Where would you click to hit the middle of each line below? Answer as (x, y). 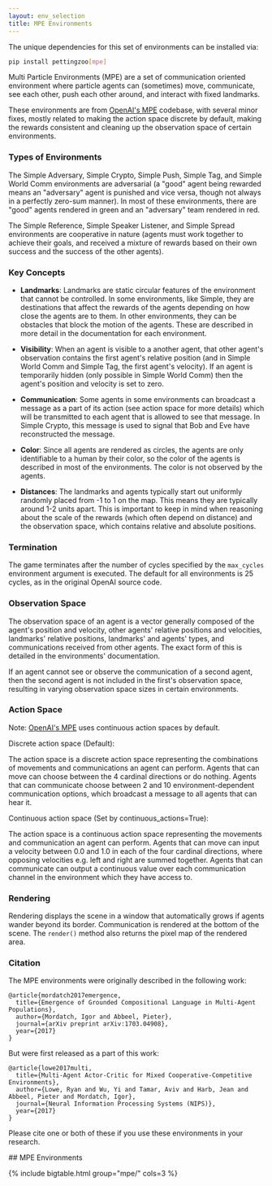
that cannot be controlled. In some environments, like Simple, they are (137, 299)
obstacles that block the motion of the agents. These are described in (136, 324)
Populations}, (32, 1010)
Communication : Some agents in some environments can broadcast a (138, 399)
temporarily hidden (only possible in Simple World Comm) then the (132, 374)
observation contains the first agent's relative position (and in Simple (135, 357)
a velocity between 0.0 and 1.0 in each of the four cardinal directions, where (136, 851)
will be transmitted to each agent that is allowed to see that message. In (140, 417)
